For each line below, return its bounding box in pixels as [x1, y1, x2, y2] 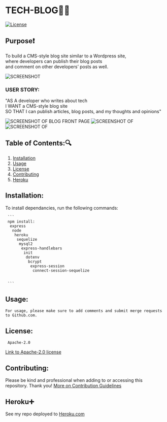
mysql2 [18, 241, 33, 246]
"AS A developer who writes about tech [5, 98, 88, 104]
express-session [30, 264, 65, 269]
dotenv [25, 254, 40, 259]
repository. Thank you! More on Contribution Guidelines [5, 383, 122, 389]
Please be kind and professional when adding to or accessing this [5, 377, 143, 383]
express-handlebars [21, 246, 62, 251]
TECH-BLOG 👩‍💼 [5, 5, 70, 16]
